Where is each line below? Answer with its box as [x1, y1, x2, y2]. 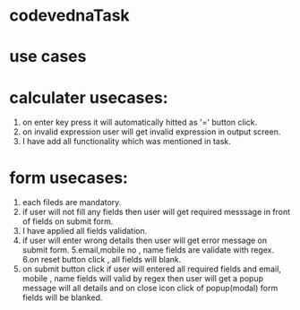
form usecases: [9, 168, 128, 188]
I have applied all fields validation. [21, 226, 148, 237]
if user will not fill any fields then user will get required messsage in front [21, 207, 291, 218]
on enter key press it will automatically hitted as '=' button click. [21, 117, 258, 128]
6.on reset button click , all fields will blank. [21, 254, 182, 265]
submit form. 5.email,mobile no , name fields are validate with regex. [21, 245, 275, 255]
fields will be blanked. [21, 292, 103, 303]
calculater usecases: [9, 87, 168, 108]
